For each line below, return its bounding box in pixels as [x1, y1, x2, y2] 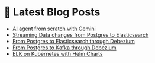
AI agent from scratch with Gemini [12, 25, 96, 32]
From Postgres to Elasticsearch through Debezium [12, 37, 135, 45]
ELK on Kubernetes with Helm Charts [12, 50, 103, 57]
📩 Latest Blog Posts [4, 5, 101, 19]
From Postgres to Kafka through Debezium [12, 44, 117, 51]
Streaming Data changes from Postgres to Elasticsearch [12, 31, 149, 38]
